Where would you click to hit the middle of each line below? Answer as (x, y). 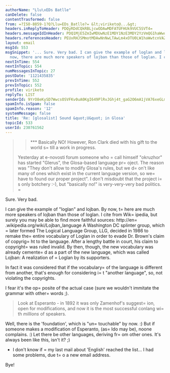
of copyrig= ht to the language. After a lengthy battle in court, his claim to (82, 241)
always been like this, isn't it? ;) (38, 340)
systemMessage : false (28, 114)
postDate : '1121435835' (30, 76)
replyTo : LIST (20, 95)
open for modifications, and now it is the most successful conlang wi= (91, 308)
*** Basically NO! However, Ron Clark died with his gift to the (94, 142)
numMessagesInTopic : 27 (30, 71)
